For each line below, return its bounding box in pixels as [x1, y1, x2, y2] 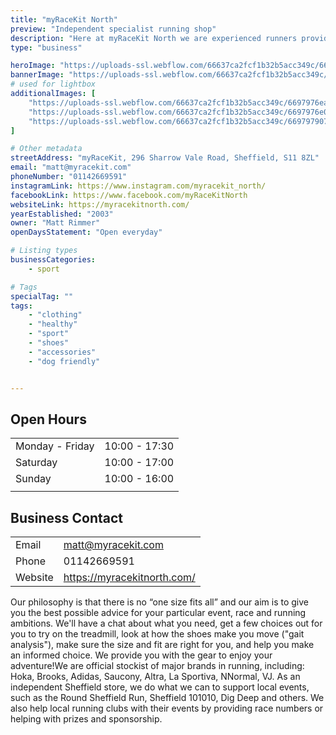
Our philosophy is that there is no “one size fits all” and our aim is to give [10, 596, 309, 608]
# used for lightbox [10, 79, 97, 90]
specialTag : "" [10, 291, 74, 301]
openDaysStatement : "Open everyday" [10, 227, 163, 238]
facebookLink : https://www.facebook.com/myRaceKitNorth [10, 190, 248, 200]
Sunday [15, 472, 52, 486]
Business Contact [10, 509, 124, 526]
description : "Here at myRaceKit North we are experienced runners [10, 33, 298, 43]
